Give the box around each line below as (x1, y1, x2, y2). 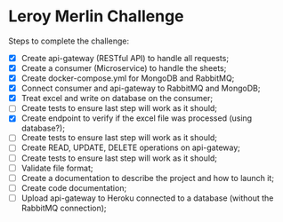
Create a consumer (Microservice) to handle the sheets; (20, 63, 227, 73)
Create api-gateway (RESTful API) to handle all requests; (20, 52, 229, 63)
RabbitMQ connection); (20, 202, 108, 213)
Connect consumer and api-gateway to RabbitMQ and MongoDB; (20, 83, 261, 94)
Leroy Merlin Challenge (8, 6, 184, 27)
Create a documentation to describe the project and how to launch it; (20, 172, 275, 183)
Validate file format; (20, 163, 93, 173)
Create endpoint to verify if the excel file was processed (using (20, 113, 253, 123)
